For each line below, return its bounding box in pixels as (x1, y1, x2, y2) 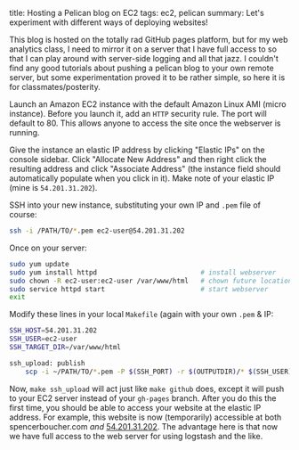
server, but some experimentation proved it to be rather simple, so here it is (9, 72, 286, 83)
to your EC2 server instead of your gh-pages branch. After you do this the (9, 392, 277, 404)
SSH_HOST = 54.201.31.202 (9, 326, 98, 335)
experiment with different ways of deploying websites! (9, 17, 208, 28)
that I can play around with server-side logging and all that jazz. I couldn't (9, 53, 279, 63)
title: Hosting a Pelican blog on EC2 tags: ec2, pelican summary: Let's (9, 8, 264, 18)
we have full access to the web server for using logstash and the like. (9, 430, 263, 441)
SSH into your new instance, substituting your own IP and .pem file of (9, 200, 261, 210)
